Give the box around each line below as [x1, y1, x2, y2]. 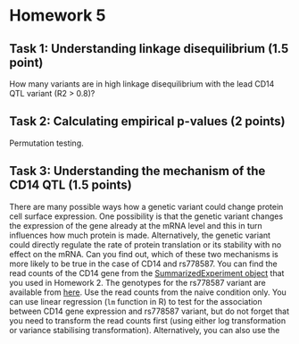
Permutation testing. [9, 138, 84, 148]
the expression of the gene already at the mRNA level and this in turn [9, 220, 263, 231]
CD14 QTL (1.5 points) [9, 178, 132, 193]
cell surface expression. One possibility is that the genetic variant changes [9, 211, 284, 222]
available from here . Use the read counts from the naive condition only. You [9, 287, 287, 298]
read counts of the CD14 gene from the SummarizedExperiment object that [9, 267, 285, 278]
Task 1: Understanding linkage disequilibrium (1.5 [9, 41, 289, 56]
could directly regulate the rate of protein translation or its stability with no [9, 239, 282, 250]
